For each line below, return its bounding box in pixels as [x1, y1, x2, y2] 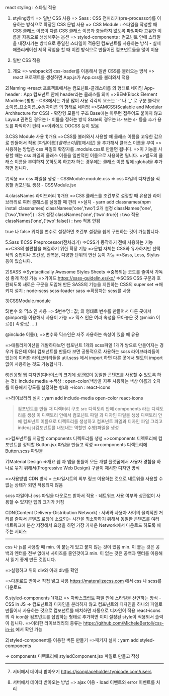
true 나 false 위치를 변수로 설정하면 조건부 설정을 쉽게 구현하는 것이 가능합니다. [5, 229, 160, 234]
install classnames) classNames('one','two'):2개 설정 [5, 205, 113, 211]
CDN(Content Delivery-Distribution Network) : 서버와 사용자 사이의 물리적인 [5, 510, 158, 515]
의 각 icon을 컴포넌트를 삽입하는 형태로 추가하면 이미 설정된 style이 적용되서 [5, 614, 154, 619]
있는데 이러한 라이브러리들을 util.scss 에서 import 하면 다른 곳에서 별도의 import [5, 355, 163, 361]
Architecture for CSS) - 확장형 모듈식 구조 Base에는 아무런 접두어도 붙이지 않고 [5, 110, 162, 116]
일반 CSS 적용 [12, 57, 41, 63]
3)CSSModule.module [5, 298, 51, 304]
